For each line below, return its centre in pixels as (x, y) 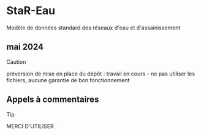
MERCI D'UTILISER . (32, 126)
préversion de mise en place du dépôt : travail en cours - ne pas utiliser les (100, 74)
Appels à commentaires (53, 100)
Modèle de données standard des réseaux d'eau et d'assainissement (93, 28)
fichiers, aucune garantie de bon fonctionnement (68, 80)
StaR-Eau (31, 11)
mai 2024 (25, 47)
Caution (16, 61)
